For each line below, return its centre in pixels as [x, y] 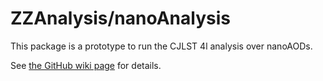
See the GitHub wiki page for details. [86, 65]
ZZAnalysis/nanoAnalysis [120, 18]
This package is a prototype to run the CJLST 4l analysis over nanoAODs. [161, 46]
